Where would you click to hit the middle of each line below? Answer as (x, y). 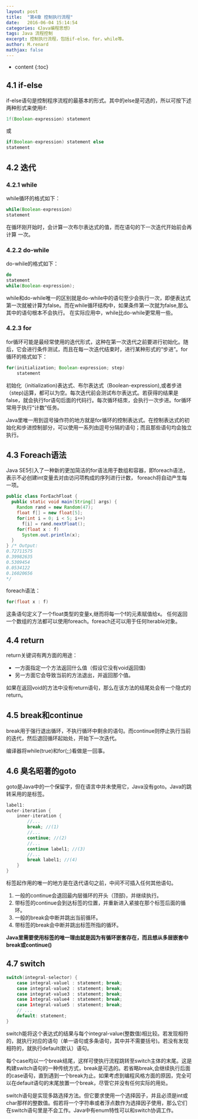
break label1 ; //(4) (52, 860)
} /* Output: (22, 546)
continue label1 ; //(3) (56, 849)
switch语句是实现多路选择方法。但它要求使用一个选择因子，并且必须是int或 (97, 1095)
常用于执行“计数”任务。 (34, 407)
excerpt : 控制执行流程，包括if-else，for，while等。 (66, 39)
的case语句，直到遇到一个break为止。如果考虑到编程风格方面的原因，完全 (96, 1075)
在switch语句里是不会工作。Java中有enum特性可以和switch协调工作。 (91, 1110)
